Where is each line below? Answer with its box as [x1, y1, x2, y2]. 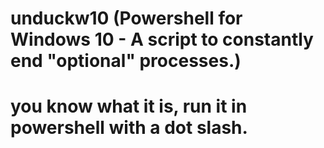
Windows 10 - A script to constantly [10, 28, 314, 51]
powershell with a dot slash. [10, 117, 248, 139]
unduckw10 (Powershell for [10, 7, 243, 30]
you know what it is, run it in [10, 95, 248, 118]
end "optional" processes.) [10, 50, 242, 72]
